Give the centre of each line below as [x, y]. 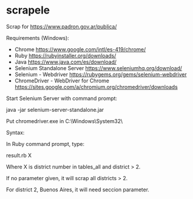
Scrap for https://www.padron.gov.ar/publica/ [61, 26]
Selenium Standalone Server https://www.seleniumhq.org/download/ [98, 68]
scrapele [28, 10]
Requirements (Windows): [38, 38]
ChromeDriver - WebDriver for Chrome [62, 81]
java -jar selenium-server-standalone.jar [55, 110]
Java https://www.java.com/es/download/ [66, 62]
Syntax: [15, 132]
